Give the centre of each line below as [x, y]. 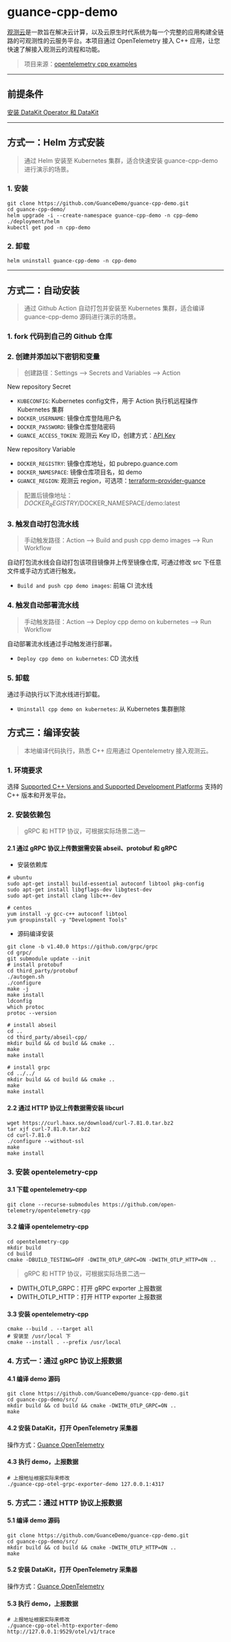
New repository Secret [39, 387]
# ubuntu [20, 878]
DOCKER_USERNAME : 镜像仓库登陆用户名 [69, 418]
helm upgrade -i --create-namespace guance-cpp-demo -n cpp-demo [102, 215]
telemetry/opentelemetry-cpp [49, 1211]
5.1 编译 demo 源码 [34, 1521]
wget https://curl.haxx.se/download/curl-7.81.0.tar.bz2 [90, 1123]
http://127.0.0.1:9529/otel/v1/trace [61, 1632]
